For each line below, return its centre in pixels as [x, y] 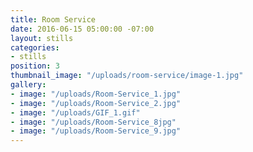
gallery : [28, 85]
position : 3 [35, 66]
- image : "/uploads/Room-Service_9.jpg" [96, 131]
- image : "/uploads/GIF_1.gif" [75, 112]
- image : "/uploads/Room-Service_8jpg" [93, 122]
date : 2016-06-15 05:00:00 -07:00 [82, 29]
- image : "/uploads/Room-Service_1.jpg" [96, 94]
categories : [35, 47]
